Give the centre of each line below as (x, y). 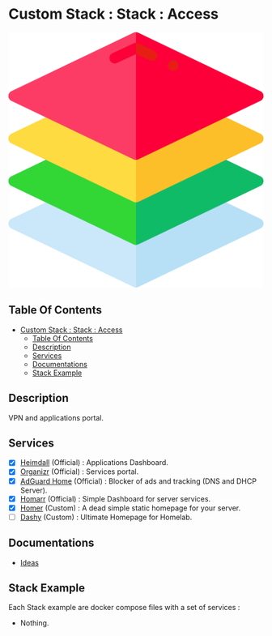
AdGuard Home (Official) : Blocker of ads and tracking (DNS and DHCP (138, 481)
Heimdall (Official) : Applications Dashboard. (94, 463)
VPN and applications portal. (56, 417)
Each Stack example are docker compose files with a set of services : (124, 608)
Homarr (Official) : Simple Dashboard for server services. (115, 498)
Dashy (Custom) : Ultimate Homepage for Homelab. (106, 517)
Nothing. (34, 623)
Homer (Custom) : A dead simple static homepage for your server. (130, 508)
